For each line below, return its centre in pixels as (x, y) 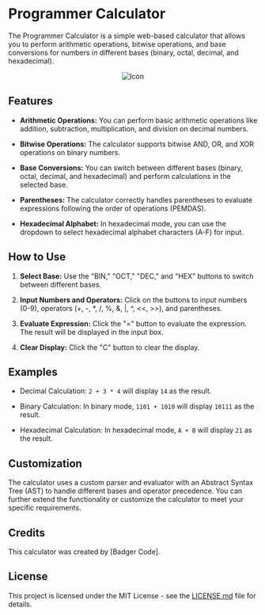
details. (20, 604)
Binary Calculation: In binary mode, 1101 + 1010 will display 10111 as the (137, 406)
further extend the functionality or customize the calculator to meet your (126, 499)
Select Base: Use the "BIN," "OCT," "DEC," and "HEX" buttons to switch (137, 276)
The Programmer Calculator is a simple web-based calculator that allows (127, 36)
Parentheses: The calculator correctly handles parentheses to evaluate (136, 199)
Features (30, 101)
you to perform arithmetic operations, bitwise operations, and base (117, 44)
